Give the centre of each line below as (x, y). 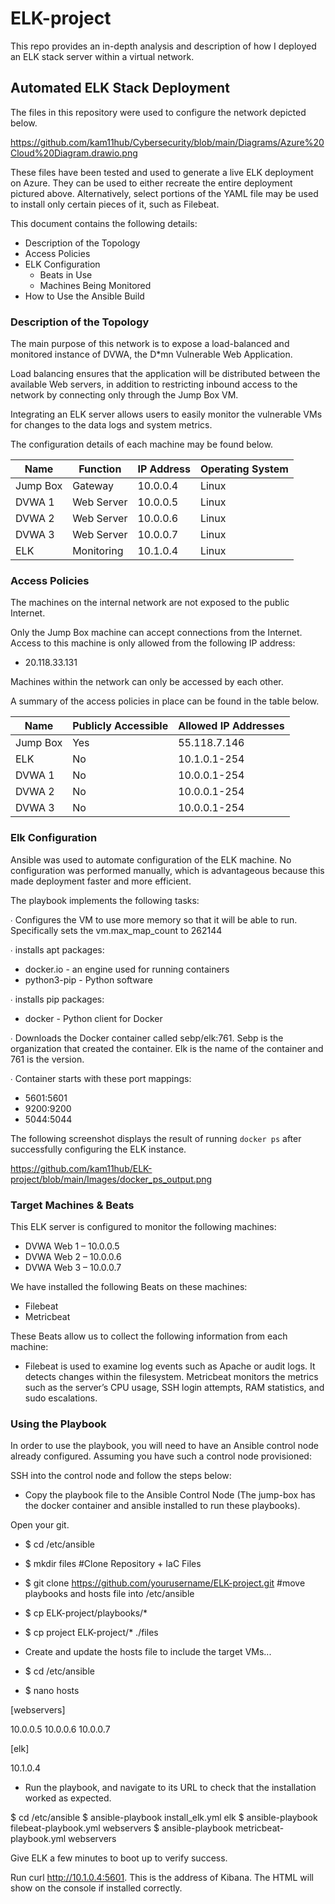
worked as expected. (68, 1798)
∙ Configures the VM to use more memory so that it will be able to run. (154, 919)
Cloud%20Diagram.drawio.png (74, 153)
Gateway (93, 486)
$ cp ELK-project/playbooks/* (86, 1613)
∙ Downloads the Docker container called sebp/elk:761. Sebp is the (147, 1038)
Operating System (244, 469)
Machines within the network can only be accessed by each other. (147, 682)
